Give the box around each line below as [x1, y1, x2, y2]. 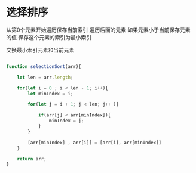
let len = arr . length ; [17, 74, 73, 81]
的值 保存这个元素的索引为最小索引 [6, 33, 91, 41]
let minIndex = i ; [27, 91, 73, 97]
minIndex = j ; [48, 118, 84, 124]
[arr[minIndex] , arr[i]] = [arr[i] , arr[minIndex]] [27, 140, 162, 146]
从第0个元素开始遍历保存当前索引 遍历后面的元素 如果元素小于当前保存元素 [6, 26, 191, 33]
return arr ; [17, 156, 47, 162]
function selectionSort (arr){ [6, 63, 82, 69]
